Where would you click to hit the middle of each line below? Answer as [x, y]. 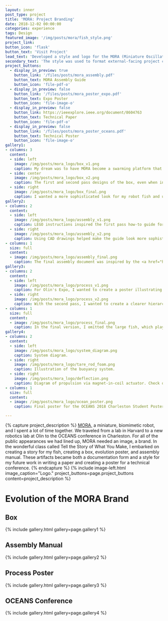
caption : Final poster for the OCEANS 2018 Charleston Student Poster [89, 407]
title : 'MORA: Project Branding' [40, 19]
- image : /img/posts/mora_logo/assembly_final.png [63, 257]
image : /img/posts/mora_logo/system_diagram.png [66, 350]
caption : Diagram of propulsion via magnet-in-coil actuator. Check [87, 383]
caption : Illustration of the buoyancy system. [64, 369]
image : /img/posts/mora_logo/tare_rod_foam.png [64, 364]
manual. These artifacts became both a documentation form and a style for [82, 457]
